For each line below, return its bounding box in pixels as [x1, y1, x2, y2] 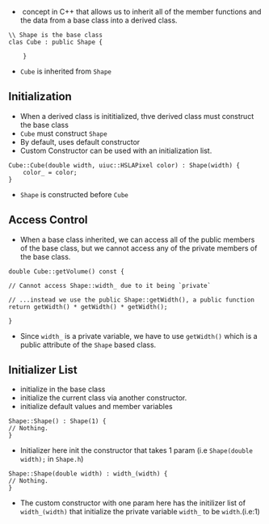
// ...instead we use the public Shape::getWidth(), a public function [8, 295, 254, 304]
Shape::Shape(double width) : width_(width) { [8, 470, 168, 478]
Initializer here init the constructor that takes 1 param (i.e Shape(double [19, 446, 253, 455]
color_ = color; [23, 168, 78, 176]
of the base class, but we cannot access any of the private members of [19, 243, 258, 253]
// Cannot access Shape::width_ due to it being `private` [8, 281, 212, 289]
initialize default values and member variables [19, 402, 173, 412]
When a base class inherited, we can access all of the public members [19, 235, 255, 244]
